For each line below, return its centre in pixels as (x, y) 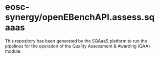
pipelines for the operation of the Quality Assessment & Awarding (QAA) (78, 46)
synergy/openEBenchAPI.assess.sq (80, 17)
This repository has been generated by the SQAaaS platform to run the (76, 41)
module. (13, 51)
